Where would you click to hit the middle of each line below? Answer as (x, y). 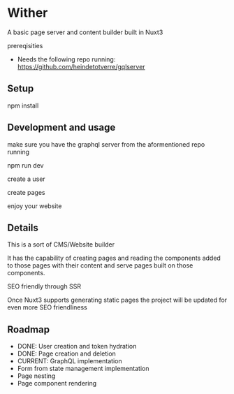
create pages (26, 192)
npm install (23, 105)
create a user (26, 179)
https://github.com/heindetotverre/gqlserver (81, 66)
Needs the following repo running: (66, 59)
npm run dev (25, 165)
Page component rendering (57, 384)
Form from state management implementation (83, 369)
